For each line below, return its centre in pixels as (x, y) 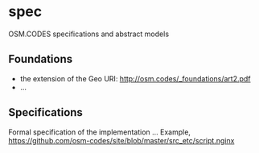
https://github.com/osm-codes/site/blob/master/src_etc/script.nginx (121, 140)
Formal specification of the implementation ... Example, (100, 132)
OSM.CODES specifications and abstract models (89, 34)
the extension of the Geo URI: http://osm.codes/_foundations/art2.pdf (135, 78)
